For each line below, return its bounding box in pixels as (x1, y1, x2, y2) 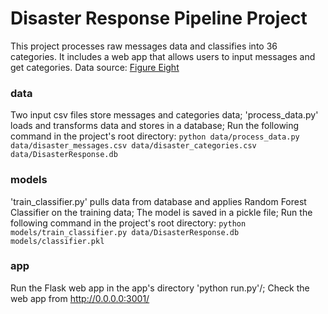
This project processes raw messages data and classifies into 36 (10, 40, 278, 52)
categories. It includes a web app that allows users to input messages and (10, 50, 316, 62)
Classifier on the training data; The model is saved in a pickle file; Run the (10, 206, 313, 218)
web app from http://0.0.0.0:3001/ (10, 292, 150, 304)
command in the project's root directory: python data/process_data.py (10, 130, 300, 142)
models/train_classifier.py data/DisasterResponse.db (10, 227, 240, 237)
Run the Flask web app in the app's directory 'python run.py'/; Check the (10, 282, 310, 294)
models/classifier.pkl (10, 236, 105, 246)
